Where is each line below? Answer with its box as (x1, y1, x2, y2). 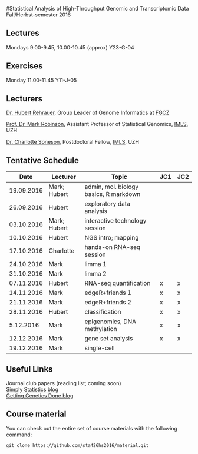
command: (6, 431, 32, 438)
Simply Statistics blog (6, 386, 59, 393)
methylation (84, 325, 117, 333)
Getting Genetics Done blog (6, 392, 74, 399)
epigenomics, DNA (84, 317, 137, 326)
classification (84, 308, 121, 316)
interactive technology (84, 217, 147, 225)
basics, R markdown (84, 190, 141, 198)
